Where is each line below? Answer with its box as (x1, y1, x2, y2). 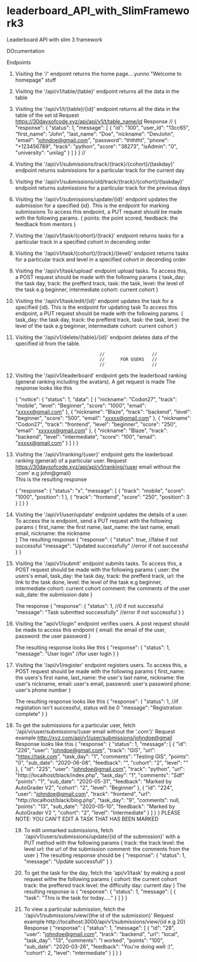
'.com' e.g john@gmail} (15, 469, 72, 476)
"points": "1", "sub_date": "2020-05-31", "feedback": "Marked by (15, 778, 172, 785)
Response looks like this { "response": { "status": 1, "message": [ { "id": (15, 740, 187, 747)
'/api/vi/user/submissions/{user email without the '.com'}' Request (15, 728, 175, 735)
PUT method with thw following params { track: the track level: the (23, 839, 185, 846)
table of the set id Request (15, 112, 79, 119)
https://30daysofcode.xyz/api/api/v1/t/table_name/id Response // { (15, 117, 176, 125)
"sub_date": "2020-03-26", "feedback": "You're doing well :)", (23, 943, 174, 950)
